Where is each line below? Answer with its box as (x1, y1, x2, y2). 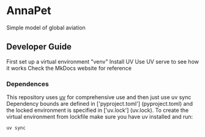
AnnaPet (6, 4, 51, 18)
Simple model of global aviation (6, 24, 86, 31)
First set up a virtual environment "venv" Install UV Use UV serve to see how (6, 57, 199, 65)
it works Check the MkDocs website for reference (6, 64, 132, 72)
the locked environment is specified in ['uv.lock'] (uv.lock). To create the (6, 106, 189, 114)
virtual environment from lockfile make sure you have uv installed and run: (6, 113, 193, 120)
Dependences (6, 80, 49, 88)
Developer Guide (6, 42, 72, 52)
